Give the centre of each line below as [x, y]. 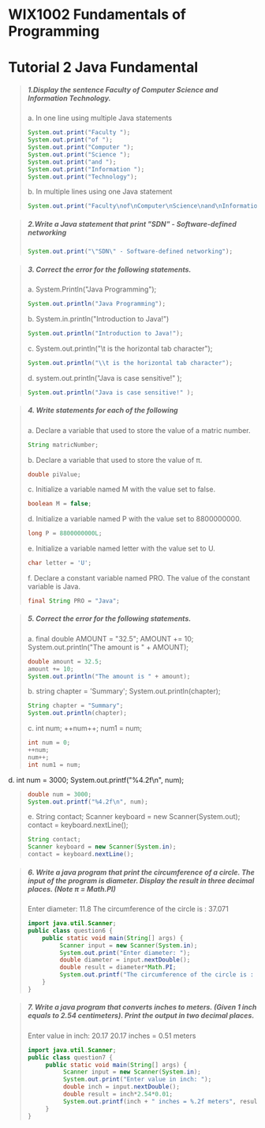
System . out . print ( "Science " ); [79, 154]
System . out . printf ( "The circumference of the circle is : [157, 975]
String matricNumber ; [63, 445]
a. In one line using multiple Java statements [99, 118]
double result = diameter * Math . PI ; [118, 968]
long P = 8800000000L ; [65, 534]
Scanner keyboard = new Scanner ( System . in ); [102, 847]
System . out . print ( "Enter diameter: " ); [125, 953]
